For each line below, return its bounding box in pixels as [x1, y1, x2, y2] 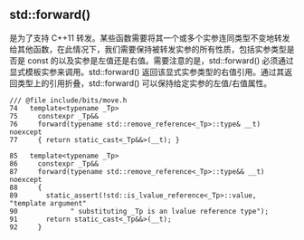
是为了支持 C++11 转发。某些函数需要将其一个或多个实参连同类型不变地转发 [9, 32, 291, 43]
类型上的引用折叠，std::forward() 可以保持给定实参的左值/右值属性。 [16, 77, 272, 89]
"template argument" [9, 198, 88, 207]
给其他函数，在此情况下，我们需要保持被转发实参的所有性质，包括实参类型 [9, 43, 287, 54]
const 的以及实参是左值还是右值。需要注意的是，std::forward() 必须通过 [26, 54, 294, 66]
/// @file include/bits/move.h [9, 95, 128, 105]
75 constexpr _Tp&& [9, 111, 100, 120]
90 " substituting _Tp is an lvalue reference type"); [9, 206, 270, 216]
